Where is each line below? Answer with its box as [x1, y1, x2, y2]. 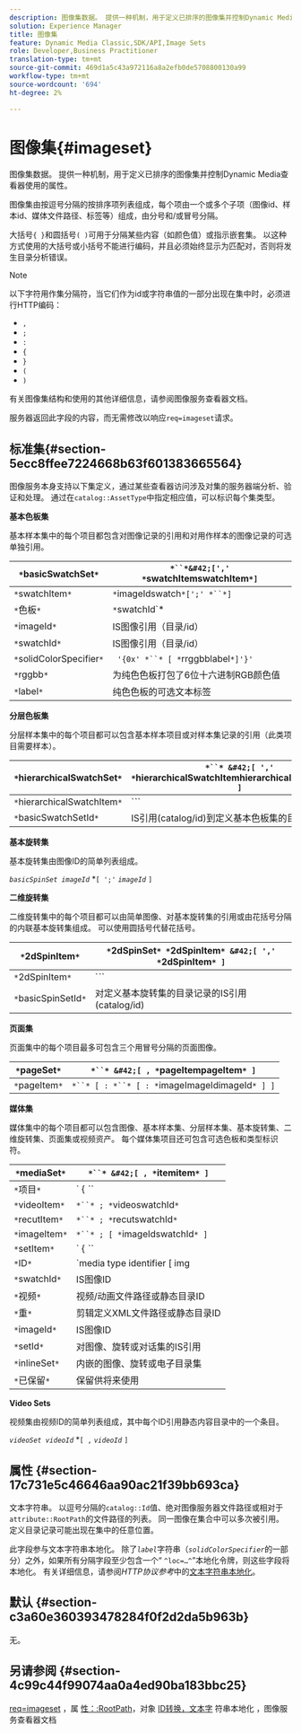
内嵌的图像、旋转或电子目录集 [75, 1358, 202, 1370]
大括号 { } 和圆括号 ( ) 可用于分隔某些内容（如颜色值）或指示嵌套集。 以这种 [9, 230, 287, 241]
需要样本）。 [16, 741, 61, 752]
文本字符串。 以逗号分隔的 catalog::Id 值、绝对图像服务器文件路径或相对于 [9, 1502, 284, 1513]
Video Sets [9, 1398, 51, 1409]
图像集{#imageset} [9, 137, 152, 158]
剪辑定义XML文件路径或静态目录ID [75, 1307, 221, 1320]
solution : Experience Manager [9, 22, 123, 31]
